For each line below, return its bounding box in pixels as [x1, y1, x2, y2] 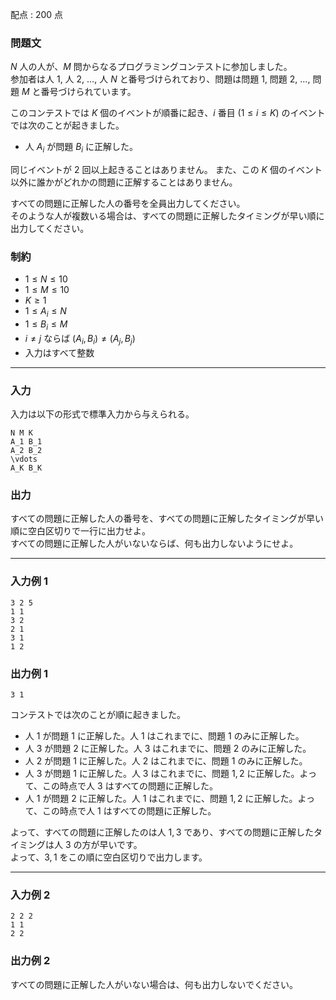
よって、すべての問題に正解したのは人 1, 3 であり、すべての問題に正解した [10, 826, 314, 838]
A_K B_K [10, 463, 43, 473]
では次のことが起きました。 [10, 119, 125, 132]
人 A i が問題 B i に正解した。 [24, 141, 139, 155]
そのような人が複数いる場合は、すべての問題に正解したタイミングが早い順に [10, 210, 325, 222]
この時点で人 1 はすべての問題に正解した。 [42, 804, 217, 817]
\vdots [10, 454, 38, 465]
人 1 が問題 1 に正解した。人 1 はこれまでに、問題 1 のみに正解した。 [24, 729, 305, 742]
